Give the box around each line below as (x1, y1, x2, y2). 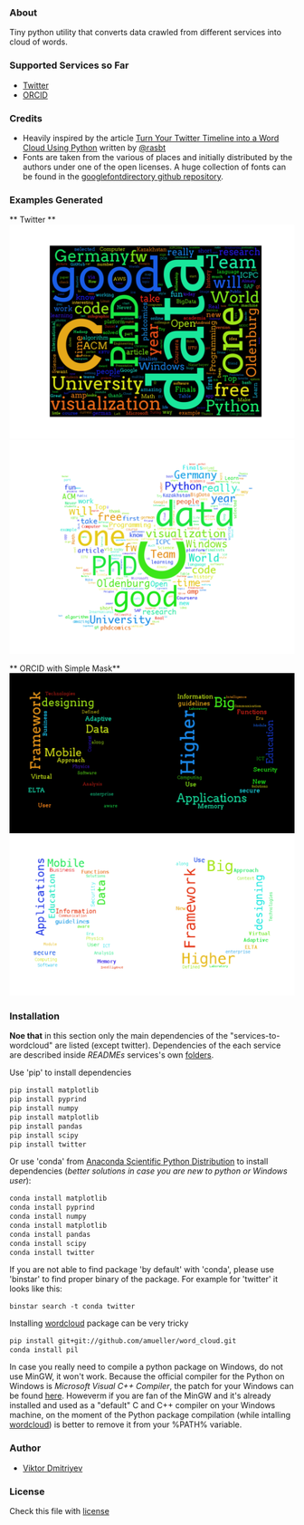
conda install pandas (9, 1230, 91, 1240)
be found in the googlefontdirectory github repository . (22, 170, 224, 182)
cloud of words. (9, 36, 68, 47)
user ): (9, 1175, 32, 1186)
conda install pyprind (9, 1203, 95, 1213)
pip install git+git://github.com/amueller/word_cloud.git (9, 1337, 237, 1346)
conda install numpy (9, 1212, 88, 1222)
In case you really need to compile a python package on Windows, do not (9, 1361, 283, 1373)
